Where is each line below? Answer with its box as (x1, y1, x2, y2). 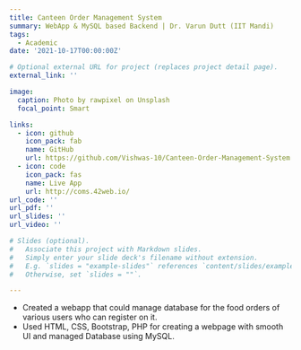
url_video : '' (9, 221, 63, 230)
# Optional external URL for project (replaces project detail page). (9, 63, 279, 72)
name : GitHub (25, 145, 74, 154)
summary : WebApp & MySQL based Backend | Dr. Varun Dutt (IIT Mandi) (9, 22, 275, 31)
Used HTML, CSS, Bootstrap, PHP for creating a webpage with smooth (21, 321, 284, 332)
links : (9, 120, 34, 129)
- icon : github (17, 128, 74, 137)
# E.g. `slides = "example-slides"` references (9, 261, 199, 270)
